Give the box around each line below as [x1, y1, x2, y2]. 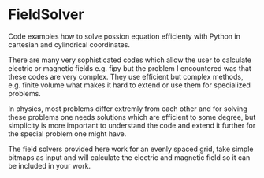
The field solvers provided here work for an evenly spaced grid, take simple [8, 144, 254, 154]
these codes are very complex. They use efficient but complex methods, [8, 72, 244, 81]
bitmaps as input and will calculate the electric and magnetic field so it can [8, 152, 251, 162]
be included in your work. [8, 161, 91, 170]
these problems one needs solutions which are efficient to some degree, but [8, 112, 256, 121]
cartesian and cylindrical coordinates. [8, 39, 130, 49]
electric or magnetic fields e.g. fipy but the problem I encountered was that [8, 63, 252, 72]
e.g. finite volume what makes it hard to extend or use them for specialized [8, 80, 251, 90]
